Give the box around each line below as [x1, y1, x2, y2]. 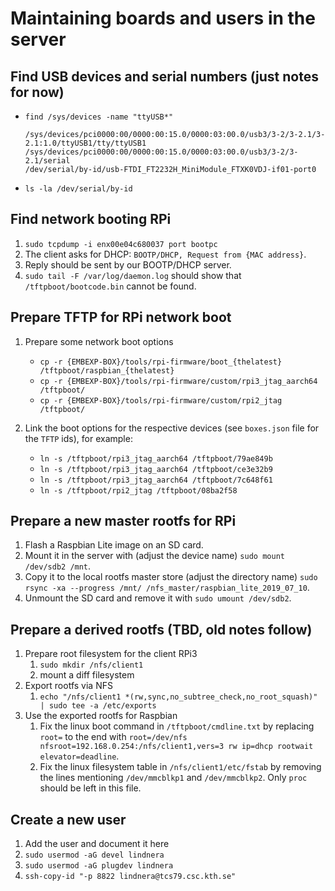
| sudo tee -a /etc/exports [39, 701, 157, 711]
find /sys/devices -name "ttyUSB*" [24, 112, 174, 122]
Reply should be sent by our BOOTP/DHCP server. [24, 258, 232, 271]
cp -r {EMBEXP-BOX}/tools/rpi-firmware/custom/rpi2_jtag [39, 395, 283, 406]
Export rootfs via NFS [24, 680, 113, 692]
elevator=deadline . [39, 750, 120, 762]
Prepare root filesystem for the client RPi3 [24, 648, 198, 660]
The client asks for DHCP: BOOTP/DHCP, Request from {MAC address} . [24, 248, 307, 260]
